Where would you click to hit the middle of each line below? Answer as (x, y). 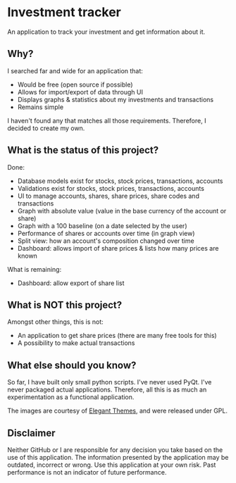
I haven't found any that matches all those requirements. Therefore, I (107, 120)
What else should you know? (72, 365)
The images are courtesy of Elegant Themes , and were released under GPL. (117, 411)
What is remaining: (35, 269)
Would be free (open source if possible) (75, 84)
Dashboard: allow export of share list (71, 283)
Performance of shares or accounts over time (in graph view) (106, 233)
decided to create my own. (46, 128)
